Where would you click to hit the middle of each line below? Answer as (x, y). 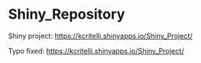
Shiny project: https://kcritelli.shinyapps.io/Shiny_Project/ (100, 36)
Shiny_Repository (67, 14)
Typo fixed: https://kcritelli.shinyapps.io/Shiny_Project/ (96, 51)
